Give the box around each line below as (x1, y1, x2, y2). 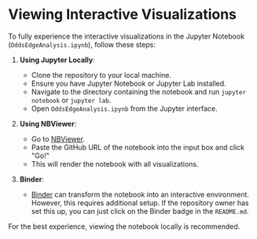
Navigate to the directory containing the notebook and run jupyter (31, 86, 246, 96)
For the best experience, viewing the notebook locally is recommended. (8, 222, 240, 231)
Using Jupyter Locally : (19, 55, 96, 64)
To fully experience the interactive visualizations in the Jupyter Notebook (8, 31, 245, 41)
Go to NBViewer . (31, 134, 85, 143)
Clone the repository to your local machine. (31, 70, 171, 79)
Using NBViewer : (19, 119, 77, 128)
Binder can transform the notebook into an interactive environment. (31, 189, 250, 199)
